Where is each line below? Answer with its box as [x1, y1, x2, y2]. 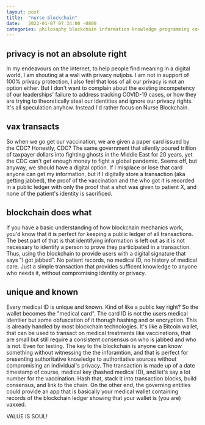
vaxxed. [6, 401, 26, 408]
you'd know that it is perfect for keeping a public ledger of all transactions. [6, 230, 194, 237]
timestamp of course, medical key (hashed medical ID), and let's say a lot [6, 368, 191, 375]
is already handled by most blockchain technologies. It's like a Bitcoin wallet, [6, 322, 199, 330]
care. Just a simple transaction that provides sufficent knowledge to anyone [6, 262, 197, 270]
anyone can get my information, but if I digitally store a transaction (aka [6, 170, 185, 177]
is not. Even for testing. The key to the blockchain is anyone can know [6, 342, 182, 349]
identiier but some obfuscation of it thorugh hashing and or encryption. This [6, 316, 197, 323]
